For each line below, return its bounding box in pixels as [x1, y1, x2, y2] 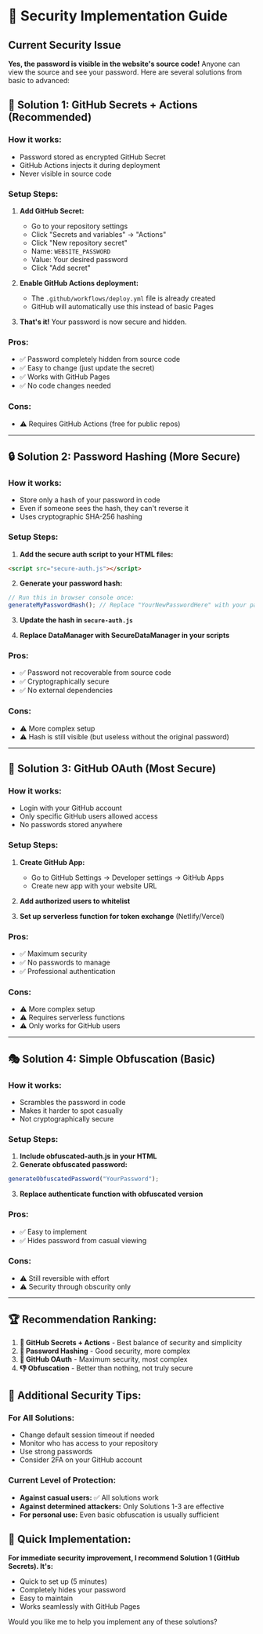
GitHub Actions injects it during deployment [19, 160, 160, 170]
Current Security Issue [8, 38, 121, 52]
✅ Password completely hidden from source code [19, 355, 181, 364]
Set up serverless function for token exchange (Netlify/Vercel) [19, 911, 225, 921]
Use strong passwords [19, 1447, 92, 1457]
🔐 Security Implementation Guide [8, 7, 229, 25]
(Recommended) [8, 111, 92, 124]
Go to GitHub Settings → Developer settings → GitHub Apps [31, 873, 225, 882]
